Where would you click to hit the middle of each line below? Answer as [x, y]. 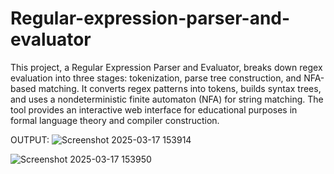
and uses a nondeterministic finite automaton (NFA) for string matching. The [167, 99]
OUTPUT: [30, 139]
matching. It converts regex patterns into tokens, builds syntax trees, [180, 88]
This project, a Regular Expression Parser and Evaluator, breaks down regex [166, 67]
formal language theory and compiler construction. [115, 120]
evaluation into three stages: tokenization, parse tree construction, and [156, 78]
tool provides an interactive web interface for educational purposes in [154, 109]
